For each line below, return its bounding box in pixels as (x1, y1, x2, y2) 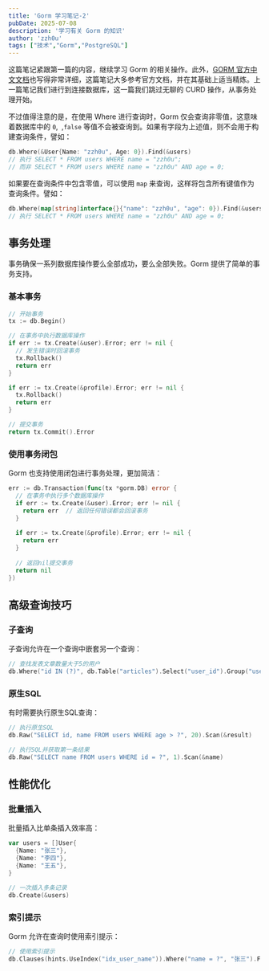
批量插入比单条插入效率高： (8, 823, 100, 833)
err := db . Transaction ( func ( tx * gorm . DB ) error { (8, 484, 178, 492)
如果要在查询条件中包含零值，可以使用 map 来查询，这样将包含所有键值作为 (8, 178, 255, 188)
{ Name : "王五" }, (15, 862, 67, 870)
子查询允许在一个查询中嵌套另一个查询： (8, 644, 142, 654)
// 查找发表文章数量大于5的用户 (8, 660, 101, 668)
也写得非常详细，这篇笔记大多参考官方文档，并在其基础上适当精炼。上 (29, 75, 261, 84)
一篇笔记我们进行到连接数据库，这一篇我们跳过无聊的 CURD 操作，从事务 (8, 85, 250, 95)
